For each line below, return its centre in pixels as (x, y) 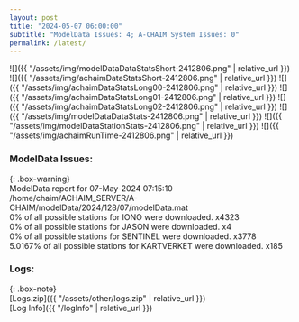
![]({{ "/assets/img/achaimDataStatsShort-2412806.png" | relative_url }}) (143, 78)
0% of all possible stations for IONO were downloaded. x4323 (125, 216)
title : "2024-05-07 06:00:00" (66, 26)
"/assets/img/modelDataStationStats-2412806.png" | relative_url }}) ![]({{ (144, 126)
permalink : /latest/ (48, 43)
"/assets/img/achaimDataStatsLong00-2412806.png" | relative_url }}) (149, 87)
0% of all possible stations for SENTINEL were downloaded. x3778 (133, 236)
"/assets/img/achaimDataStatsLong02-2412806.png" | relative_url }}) (149, 107)
